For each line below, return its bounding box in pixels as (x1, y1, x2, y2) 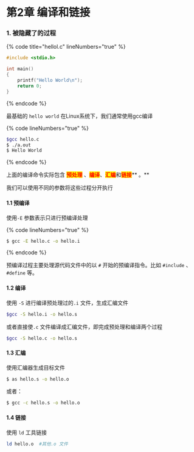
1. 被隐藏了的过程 (6, 29, 57, 37)
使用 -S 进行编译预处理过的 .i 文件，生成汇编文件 (6, 299, 129, 306)
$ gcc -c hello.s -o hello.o (6, 400, 80, 406)
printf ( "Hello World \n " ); (17, 77, 83, 84)
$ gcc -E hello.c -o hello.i (6, 238, 80, 244)
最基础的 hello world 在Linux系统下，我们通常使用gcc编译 (6, 112, 153, 120)
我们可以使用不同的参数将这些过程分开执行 (6, 184, 113, 192)
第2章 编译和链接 (6, 5, 91, 20)
